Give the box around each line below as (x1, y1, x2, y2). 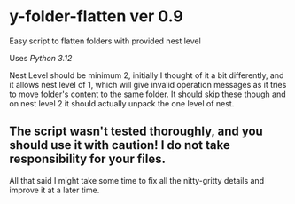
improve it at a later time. (9, 184, 100, 195)
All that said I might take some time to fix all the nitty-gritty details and (9, 175, 264, 185)
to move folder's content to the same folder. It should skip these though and (9, 89, 286, 99)
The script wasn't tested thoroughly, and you (9, 124, 263, 139)
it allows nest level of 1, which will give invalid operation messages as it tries (9, 79, 287, 90)
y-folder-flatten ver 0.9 (9, 6, 183, 27)
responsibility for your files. (9, 152, 167, 167)
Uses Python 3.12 (9, 52, 73, 63)
